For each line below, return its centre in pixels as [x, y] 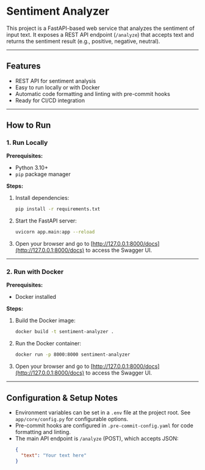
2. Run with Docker [35, 272]
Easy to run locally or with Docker [57, 87]
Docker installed [36, 297]
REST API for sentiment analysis [56, 81]
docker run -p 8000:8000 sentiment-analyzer [73, 355]
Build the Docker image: [45, 321]
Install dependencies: [42, 198]
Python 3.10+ [32, 168]
